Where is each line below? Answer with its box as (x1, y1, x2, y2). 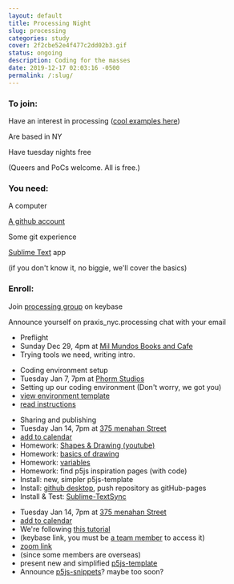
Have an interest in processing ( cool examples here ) (8, 116, 180, 125)
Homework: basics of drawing (19, 448, 120, 458)
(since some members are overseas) (19, 550, 142, 559)
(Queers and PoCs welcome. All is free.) (8, 162, 140, 172)
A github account (8, 217, 66, 226)
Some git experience (8, 232, 77, 241)
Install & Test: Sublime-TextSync (19, 491, 127, 501)
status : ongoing (8, 49, 63, 57)
